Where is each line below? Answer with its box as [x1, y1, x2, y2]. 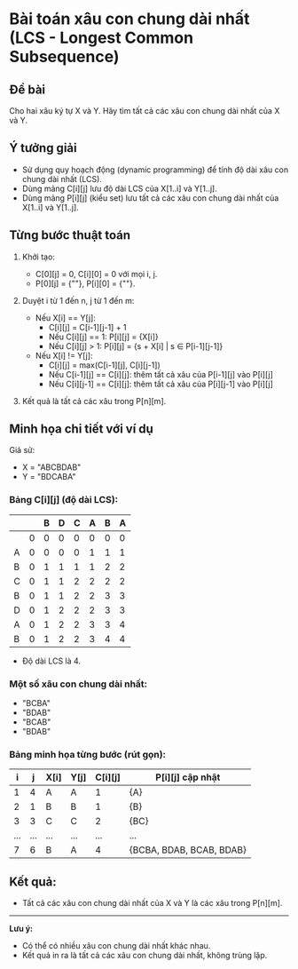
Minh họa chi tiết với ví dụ [9, 422, 153, 437]
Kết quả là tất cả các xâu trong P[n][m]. [21, 395, 167, 406]
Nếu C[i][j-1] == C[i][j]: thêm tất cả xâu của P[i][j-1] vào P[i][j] [48, 378, 273, 389]
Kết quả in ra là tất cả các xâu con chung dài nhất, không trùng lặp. [21, 950, 268, 961]
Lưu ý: [9, 924, 34, 934]
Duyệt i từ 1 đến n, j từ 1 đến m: [21, 295, 135, 306]
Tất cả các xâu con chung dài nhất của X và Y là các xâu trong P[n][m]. [21, 898, 283, 909]
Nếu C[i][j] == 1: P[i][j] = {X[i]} [48, 331, 159, 342]
